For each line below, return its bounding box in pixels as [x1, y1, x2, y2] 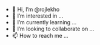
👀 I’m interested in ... [12, 12, 64, 19]
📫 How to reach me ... [12, 32, 68, 39]
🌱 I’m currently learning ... [12, 19, 77, 26]
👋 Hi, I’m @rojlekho [12, 6, 60, 13]
